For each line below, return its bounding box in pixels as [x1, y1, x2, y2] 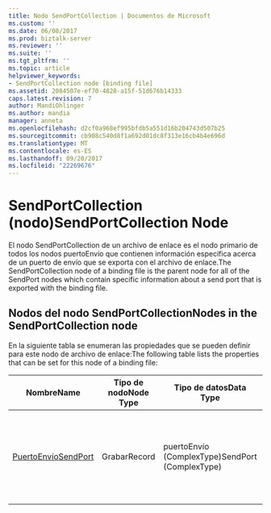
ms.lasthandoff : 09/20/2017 [8, 154, 103, 162]
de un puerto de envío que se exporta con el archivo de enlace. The [8, 257, 231, 267]
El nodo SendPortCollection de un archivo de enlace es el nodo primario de [8, 240, 258, 250]
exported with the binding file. [8, 283, 108, 293]
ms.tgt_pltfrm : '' [8, 57, 70, 65]
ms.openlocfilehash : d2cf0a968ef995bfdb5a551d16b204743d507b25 [8, 124, 226, 132]
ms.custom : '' [8, 19, 56, 27]
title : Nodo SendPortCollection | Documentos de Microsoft [8, 11, 211, 20]
